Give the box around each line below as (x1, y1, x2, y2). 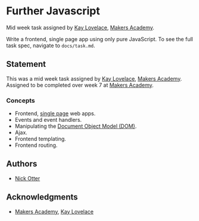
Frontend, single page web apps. (14, 110, 96, 117)
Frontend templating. (14, 136, 67, 143)
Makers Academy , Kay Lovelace (14, 208, 94, 215)
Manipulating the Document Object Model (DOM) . (14, 122, 137, 130)
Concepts (6, 96, 36, 105)
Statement (6, 59, 46, 69)
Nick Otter (14, 174, 41, 182)
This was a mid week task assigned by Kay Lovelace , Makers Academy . (6, 75, 182, 82)
